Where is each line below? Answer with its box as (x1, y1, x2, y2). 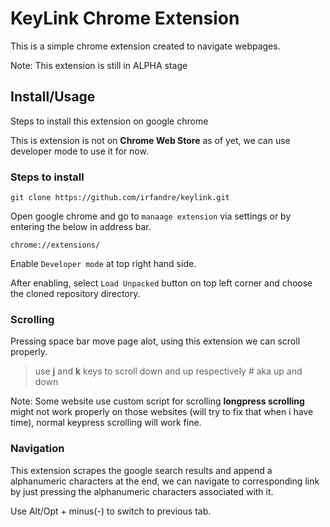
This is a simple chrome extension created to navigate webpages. (10, 40, 281, 52)
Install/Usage (10, 88, 96, 106)
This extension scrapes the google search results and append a (10, 464, 273, 476)
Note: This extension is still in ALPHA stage (10, 59, 188, 71)
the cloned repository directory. (10, 288, 141, 300)
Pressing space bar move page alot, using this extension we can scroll (10, 335, 301, 347)
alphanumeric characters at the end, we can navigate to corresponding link (10, 475, 320, 487)
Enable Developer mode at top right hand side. (10, 258, 197, 270)
